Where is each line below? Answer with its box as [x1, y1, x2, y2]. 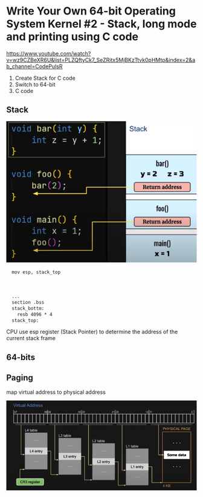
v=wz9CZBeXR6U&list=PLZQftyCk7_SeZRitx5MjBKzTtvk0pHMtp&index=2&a [6, 56, 195, 63]
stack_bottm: [11, 306, 45, 312]
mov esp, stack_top [11, 269, 61, 275]
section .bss [11, 300, 45, 306]
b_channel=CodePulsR [6, 62, 63, 70]
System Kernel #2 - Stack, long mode [6, 17, 197, 31]
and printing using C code [6, 30, 139, 43]
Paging [6, 373, 33, 383]
